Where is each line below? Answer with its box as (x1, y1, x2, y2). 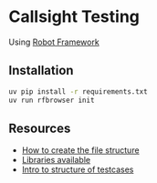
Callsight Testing (8, 6, 141, 27)
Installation (8, 63, 74, 78)
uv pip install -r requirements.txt (8, 86, 148, 97)
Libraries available (21, 155, 91, 166)
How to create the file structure (21, 145, 140, 156)
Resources (8, 120, 71, 136)
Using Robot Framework (8, 36, 99, 47)
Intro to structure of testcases (21, 164, 134, 175)
